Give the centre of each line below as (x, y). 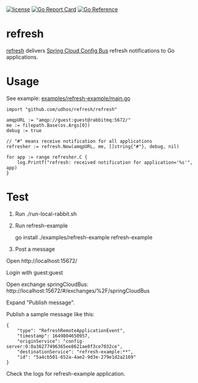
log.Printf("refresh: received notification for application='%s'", (105, 162)
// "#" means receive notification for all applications (79, 141)
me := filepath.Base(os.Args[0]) (48, 125)
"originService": (39, 341)
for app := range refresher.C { (47, 157)
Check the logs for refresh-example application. (66, 373)
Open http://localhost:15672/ (42, 261)
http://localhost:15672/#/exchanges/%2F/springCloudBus (78, 290)
